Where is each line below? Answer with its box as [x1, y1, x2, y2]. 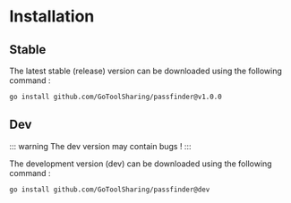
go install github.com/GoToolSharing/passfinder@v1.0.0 [9, 92, 222, 101]
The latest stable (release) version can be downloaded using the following [9, 65, 282, 76]
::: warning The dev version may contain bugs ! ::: [9, 140, 192, 151]
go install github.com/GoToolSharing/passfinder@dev [9, 185, 210, 194]
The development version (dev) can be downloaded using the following [9, 158, 272, 169]
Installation [9, 6, 95, 27]
